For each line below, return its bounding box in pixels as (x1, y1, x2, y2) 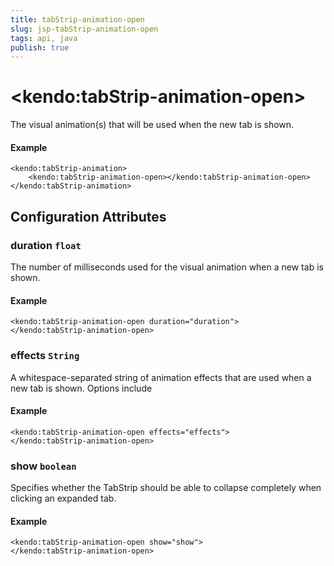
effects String (10, 349, 80, 363)
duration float (10, 238, 82, 252)
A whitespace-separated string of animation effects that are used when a (10, 371, 312, 383)
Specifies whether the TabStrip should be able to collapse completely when (10, 482, 322, 494)
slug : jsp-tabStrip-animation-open (10, 24, 159, 34)
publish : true (10, 42, 70, 53)
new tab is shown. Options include (10, 382, 153, 394)
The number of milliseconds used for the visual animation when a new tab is (10, 261, 324, 273)
